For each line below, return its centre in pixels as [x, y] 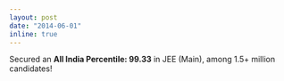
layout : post [33, 17]
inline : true [33, 34]
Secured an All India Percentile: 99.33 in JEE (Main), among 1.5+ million [142, 60]
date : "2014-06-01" [46, 26]
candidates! [31, 69]
